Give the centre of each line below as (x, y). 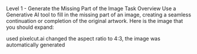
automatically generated (36, 45)
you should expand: (30, 27)
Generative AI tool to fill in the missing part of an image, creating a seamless (99, 15)
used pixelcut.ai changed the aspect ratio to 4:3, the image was (83, 38)
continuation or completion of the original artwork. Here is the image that (95, 21)
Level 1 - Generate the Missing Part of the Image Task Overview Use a (91, 9)
